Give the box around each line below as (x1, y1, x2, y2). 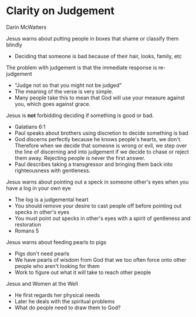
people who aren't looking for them (14, 262, 100, 269)
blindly (6, 41, 22, 48)
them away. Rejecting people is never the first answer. (14, 154, 146, 161)
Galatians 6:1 (14, 123, 46, 130)
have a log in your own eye (6, 184, 72, 192)
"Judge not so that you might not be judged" (14, 81, 122, 89)
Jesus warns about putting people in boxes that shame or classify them (6, 35, 179, 42)
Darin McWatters (6, 24, 47, 31)
